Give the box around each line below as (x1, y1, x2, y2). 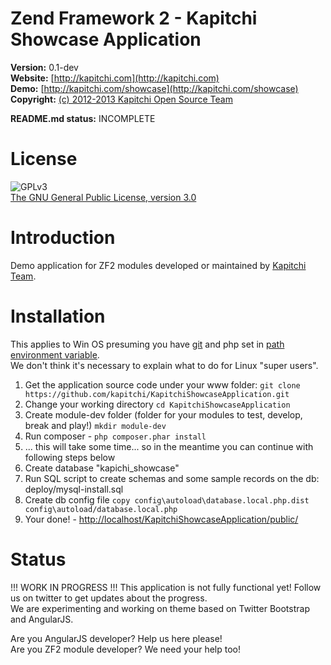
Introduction (10, 227, 116, 249)
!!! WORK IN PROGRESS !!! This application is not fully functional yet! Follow (10, 581, 322, 593)
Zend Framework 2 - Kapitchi (10, 7, 258, 30)
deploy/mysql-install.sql (24, 483, 124, 495)
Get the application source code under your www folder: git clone (24, 378, 301, 391)
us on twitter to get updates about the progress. (10, 592, 208, 604)
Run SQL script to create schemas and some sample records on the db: (24, 472, 320, 484)
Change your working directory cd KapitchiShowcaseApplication (24, 398, 291, 410)
